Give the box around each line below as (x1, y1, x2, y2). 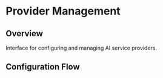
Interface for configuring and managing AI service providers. (5, 44, 157, 51)
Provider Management (5, 4, 121, 18)
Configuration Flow (5, 62, 80, 72)
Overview (5, 28, 44, 39)
